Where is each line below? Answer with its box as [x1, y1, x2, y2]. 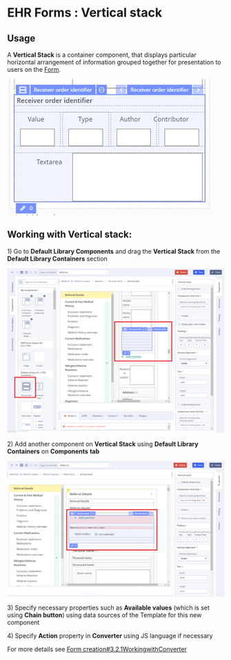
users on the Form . [7, 66, 61, 73]
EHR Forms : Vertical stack [7, 5, 163, 21]
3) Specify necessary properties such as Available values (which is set [7, 603, 210, 612]
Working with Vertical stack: [7, 229, 132, 241]
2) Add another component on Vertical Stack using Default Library [7, 440, 199, 448]
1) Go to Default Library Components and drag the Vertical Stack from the [7, 247, 221, 255]
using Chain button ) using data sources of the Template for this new [7, 611, 202, 619]
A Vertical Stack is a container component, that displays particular [7, 50, 197, 59]
